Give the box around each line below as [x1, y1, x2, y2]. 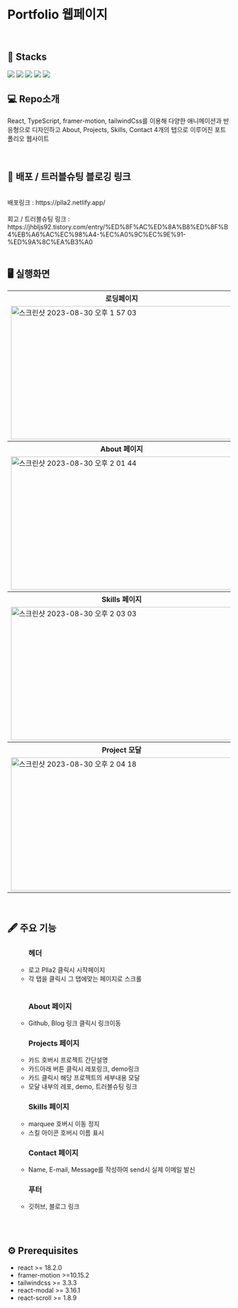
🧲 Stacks [7, 51, 47, 63]
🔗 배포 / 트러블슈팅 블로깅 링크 [7, 170, 131, 182]
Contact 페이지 [28, 1148, 79, 1157]
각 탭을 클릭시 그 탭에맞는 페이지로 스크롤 [28, 974, 142, 983]
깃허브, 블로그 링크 [28, 1202, 80, 1211]
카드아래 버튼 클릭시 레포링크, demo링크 [28, 1064, 140, 1073]
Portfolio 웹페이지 [7, 6, 108, 23]
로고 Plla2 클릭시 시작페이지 [28, 965, 106, 974]
